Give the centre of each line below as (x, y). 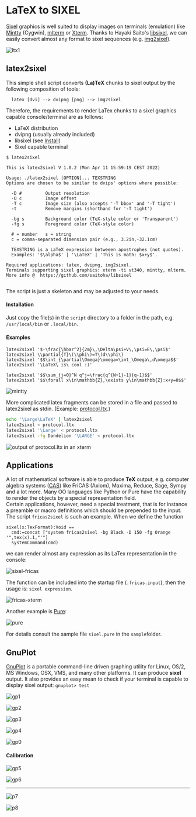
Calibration (20, 755)
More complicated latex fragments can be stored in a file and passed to (92, 403)
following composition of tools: (43, 89)
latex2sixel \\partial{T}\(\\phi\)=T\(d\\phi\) (65, 355)
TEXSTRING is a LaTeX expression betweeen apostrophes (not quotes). (97, 249)
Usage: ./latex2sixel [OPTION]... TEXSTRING (61, 178)
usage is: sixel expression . (39, 589)
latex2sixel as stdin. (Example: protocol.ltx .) (58, 409)
